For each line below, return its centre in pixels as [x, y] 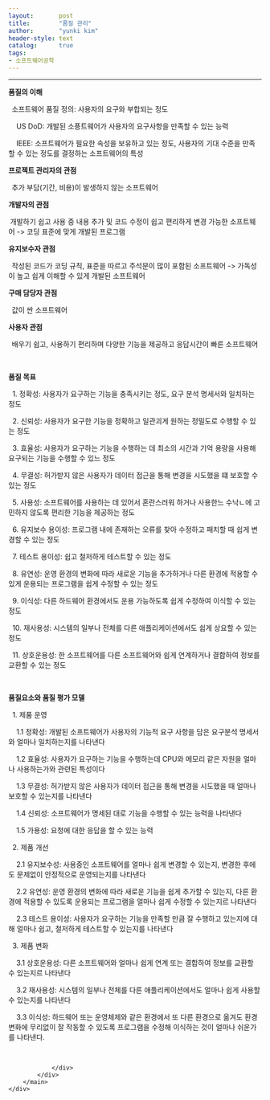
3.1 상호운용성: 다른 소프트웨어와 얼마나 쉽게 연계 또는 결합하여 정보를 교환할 [135, 963]
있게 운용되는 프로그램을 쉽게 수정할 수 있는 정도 [84, 583]
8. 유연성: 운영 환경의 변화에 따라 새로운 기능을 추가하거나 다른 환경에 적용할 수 [135, 573]
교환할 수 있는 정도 [37, 664]
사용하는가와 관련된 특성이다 [61, 769]
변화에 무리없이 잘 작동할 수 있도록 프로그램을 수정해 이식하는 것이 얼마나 [122, 1027]
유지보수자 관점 [32, 248]
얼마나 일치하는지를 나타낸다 [61, 742]
